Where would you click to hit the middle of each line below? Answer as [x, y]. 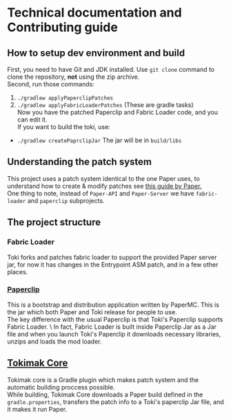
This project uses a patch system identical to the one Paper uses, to [103, 178]
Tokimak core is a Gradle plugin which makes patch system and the [103, 380]
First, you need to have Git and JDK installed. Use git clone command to [111, 69]
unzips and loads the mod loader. [54, 341]
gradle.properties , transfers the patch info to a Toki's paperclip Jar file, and [115, 401]
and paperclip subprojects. [66, 200]
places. [18, 271]
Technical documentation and [94, 13]
